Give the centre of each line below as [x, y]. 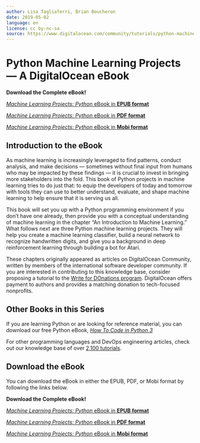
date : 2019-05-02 [28, 17]
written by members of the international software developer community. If [97, 265]
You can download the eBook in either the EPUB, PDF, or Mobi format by [95, 381]
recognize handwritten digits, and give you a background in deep [86, 241]
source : [16, 34]
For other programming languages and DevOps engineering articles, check [98, 341]
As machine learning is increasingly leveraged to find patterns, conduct [94, 160]
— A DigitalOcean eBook [68, 76]
